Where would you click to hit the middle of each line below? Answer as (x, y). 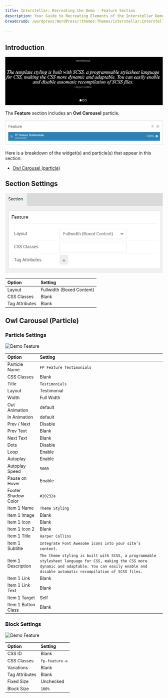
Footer (14, 491)
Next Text (17, 438)
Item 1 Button (21, 604)
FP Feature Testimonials (65, 367)
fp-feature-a (54, 661)
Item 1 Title (19, 536)
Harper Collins (55, 536)
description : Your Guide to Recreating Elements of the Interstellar (79, 16)
